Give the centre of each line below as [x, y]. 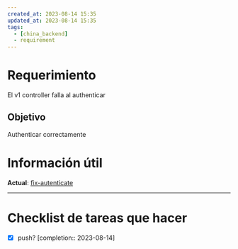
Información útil [55, 163]
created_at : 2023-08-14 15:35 [52, 14]
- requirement [34, 40]
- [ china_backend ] [41, 34]
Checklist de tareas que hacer [97, 218]
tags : [15, 27]
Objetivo [27, 117]
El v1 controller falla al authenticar [57, 95]
